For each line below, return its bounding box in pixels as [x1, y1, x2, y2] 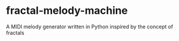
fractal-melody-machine [6, 4, 128, 17]
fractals [6, 29, 24, 36]
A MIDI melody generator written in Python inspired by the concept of [6, 23, 173, 30]
